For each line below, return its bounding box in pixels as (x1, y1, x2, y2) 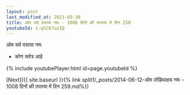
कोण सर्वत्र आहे (14, 53, 43, 60)
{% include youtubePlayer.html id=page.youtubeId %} (6, 65, 138, 72)
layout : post (6, 8, 38, 15)
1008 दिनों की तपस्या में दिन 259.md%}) (6, 83, 89, 90)
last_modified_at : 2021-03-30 (6, 14, 81, 20)
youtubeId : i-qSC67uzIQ (6, 25, 65, 31)
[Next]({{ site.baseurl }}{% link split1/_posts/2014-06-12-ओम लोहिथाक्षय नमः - (6, 76, 185, 83)
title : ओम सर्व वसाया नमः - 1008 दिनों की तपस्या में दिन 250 (6, 19, 131, 25)
